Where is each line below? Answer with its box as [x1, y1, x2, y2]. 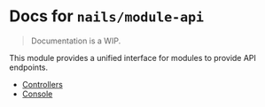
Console [21, 88, 53, 99]
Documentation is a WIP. [30, 35, 121, 46]
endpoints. [9, 62, 49, 73]
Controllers [21, 79, 64, 89]
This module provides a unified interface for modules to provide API [9, 52, 257, 63]
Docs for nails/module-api [9, 6, 205, 27]
